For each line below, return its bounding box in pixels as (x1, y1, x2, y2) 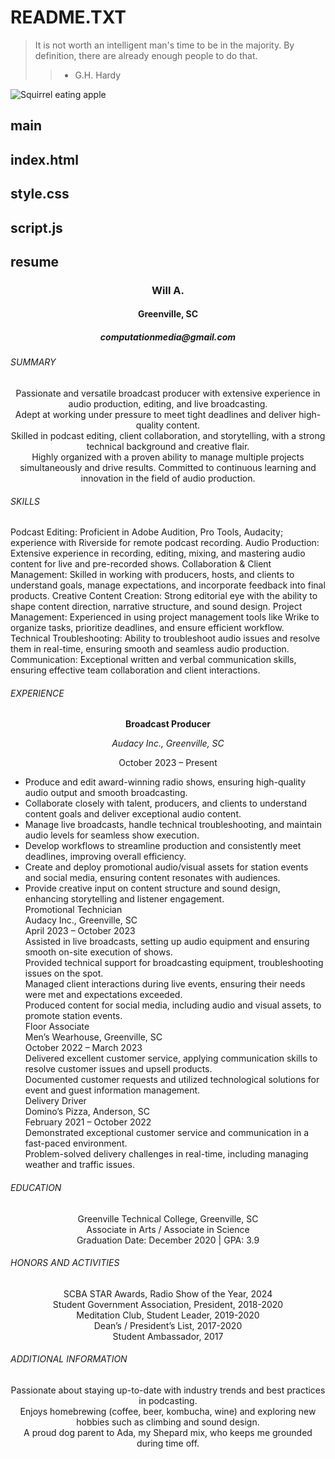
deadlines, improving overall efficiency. (24, 851, 187, 863)
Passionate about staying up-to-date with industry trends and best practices (10, 1384, 326, 1396)
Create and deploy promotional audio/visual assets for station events (24, 861, 309, 873)
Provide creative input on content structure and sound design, (24, 882, 281, 895)
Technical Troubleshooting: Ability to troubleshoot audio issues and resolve (10, 632, 321, 645)
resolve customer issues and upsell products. (24, 1063, 213, 1075)
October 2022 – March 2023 (24, 1042, 143, 1054)
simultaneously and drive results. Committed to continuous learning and (19, 461, 317, 473)
